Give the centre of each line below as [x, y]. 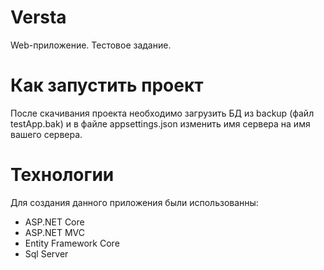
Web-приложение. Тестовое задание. [91, 45]
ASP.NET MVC [54, 232]
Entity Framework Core [72, 243]
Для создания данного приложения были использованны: [134, 202]
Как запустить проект [107, 85]
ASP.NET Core [54, 222]
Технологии [62, 175]
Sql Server [46, 253]
